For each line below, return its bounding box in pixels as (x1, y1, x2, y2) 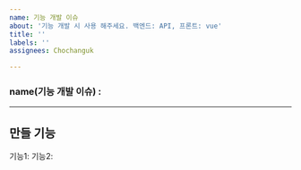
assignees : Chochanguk (9, 47, 94, 55)
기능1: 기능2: (9, 151, 54, 162)
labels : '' (9, 38, 50, 47)
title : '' (9, 30, 47, 38)
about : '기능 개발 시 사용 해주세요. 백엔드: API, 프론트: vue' (9, 21, 222, 30)
